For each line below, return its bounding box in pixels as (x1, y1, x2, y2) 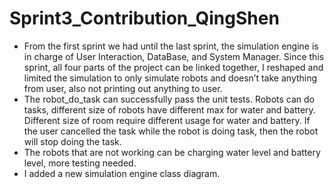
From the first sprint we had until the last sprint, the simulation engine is (23, 40, 319, 52)
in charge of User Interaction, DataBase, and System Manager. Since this (23, 50, 325, 62)
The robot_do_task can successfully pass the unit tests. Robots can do (23, 93, 315, 105)
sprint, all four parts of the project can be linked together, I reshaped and (23, 61, 324, 73)
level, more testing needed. (23, 157, 137, 169)
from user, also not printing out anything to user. (23, 82, 223, 94)
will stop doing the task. (23, 135, 122, 147)
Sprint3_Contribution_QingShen (9, 7, 280, 30)
